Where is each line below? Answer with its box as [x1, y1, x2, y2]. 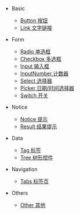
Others [11, 189, 28, 196]
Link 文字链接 [20, 25, 52, 31]
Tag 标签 [20, 147, 41, 154]
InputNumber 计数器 [20, 70, 69, 77]
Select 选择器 [20, 77, 52, 84]
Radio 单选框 [20, 48, 51, 55]
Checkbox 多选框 [20, 56, 62, 62]
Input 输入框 [20, 63, 49, 70]
